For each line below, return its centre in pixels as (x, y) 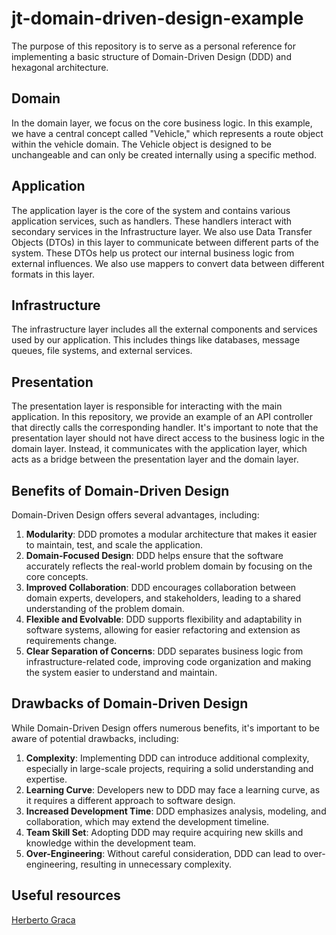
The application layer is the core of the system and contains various (151, 210)
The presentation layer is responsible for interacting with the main (147, 406)
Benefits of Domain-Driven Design (120, 490)
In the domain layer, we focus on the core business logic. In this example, (162, 123)
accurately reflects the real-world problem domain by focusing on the (169, 566)
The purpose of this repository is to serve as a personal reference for (153, 46)
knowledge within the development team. (111, 843)
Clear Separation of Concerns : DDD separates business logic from (164, 651)
